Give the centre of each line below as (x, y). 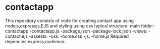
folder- (148, 25)
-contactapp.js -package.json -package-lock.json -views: (88, 31)
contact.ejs (17, 36)
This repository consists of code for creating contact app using (70, 21)
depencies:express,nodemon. (35, 41)
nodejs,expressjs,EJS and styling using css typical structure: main (73, 25)
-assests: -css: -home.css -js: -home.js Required (79, 36)
